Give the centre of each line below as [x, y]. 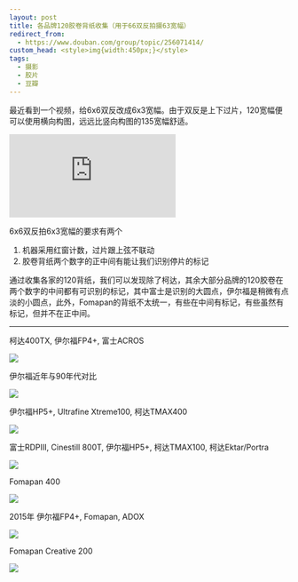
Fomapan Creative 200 [51, 551]
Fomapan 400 [35, 482]
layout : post [33, 17]
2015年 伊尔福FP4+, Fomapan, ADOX [77, 516]
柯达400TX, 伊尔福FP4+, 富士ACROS [77, 340]
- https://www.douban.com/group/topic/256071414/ [110, 42]
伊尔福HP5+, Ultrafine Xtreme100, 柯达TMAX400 [98, 411]
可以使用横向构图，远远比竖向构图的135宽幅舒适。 [101, 121]
